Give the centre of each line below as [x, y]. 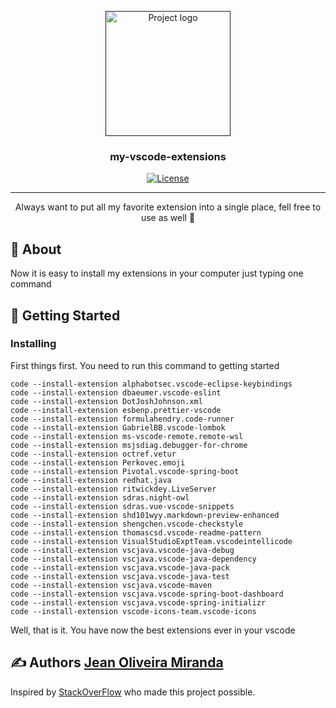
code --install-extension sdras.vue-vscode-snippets [122, 506]
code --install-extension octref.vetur [93, 454]
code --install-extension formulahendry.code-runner [122, 419]
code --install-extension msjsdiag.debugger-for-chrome [129, 445]
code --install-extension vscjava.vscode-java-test [120, 576]
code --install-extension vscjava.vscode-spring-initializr [138, 602]
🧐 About [36, 249]
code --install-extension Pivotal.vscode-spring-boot [125, 471]
